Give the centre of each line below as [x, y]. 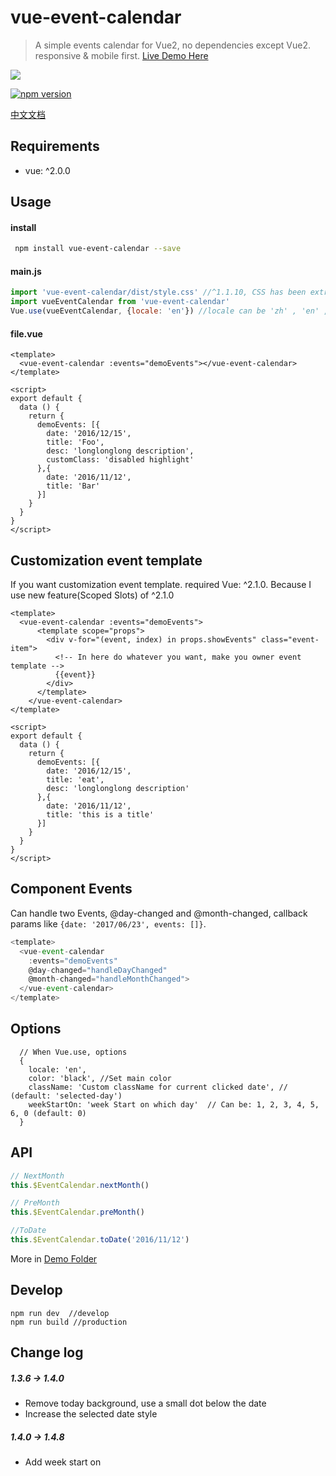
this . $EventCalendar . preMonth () [77, 1212]
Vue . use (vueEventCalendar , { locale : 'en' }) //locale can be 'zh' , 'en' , [169, 311]
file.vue [26, 333]
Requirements [55, 146]
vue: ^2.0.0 [47, 170]
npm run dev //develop [60, 1313]
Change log [47, 1352]
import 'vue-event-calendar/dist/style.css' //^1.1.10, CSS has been [158, 292]
